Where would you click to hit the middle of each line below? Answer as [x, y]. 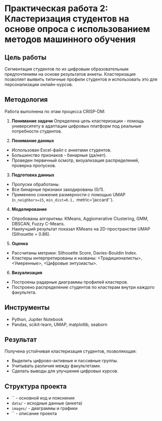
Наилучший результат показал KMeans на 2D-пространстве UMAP [81, 229]
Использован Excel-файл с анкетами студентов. [61, 150]
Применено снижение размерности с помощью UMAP [68, 194]
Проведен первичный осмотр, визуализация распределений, [75, 160]
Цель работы [25, 57]
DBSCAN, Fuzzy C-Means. [38, 223]
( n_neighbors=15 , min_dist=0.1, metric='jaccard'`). [63, 200]
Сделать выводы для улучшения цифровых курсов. [65, 371]
